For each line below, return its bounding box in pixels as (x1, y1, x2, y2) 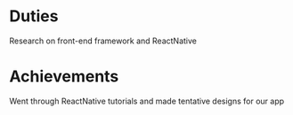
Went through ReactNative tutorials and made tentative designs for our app (9, 96, 285, 106)
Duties (9, 6, 59, 27)
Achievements (9, 66, 119, 87)
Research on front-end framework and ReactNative (9, 35, 198, 46)
